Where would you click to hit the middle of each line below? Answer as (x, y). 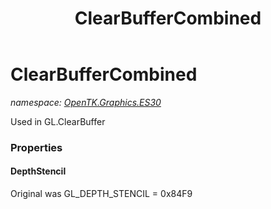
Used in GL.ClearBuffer (58, 121)
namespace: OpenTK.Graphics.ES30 (86, 102)
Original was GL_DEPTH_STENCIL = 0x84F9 (101, 194)
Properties (36, 147)
